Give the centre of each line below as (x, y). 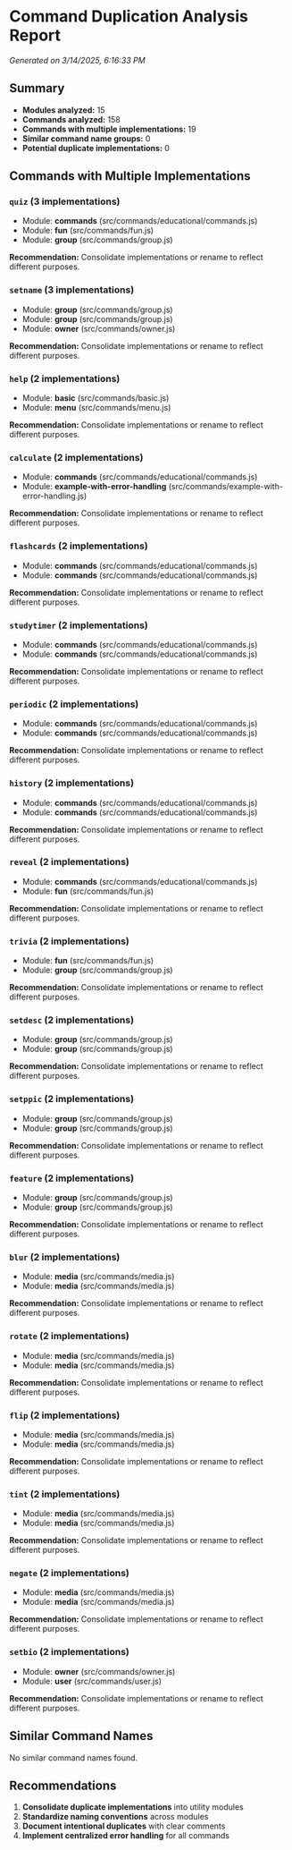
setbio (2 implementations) (69, 1652)
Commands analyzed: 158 (71, 119)
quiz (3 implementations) (65, 201)
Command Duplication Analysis (129, 17)
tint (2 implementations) (65, 1494)
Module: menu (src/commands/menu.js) (96, 408)
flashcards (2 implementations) (79, 546)
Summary (37, 88)
